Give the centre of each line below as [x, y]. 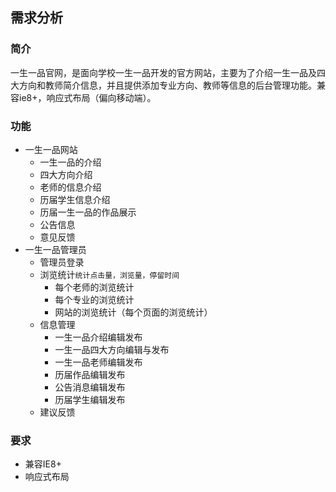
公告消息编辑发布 [90, 387]
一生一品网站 [51, 149]
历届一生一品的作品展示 [88, 212]
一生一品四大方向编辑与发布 [112, 349]
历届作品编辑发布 [90, 374]
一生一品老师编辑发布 [98, 362]
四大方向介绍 [66, 174]
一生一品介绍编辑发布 [98, 337]
